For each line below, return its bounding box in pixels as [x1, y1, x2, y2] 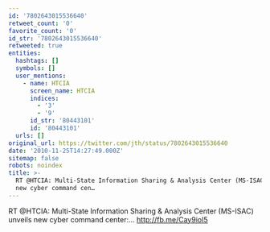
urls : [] [15, 131, 45, 139]
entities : [8, 49, 42, 57]
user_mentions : [15, 72, 67, 80]
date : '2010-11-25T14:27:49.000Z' [8, 147, 125, 155]
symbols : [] [15, 64, 56, 72]
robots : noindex [8, 162, 63, 170]
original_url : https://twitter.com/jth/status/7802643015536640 [8, 139, 228, 147]
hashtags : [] [15, 57, 59, 65]
